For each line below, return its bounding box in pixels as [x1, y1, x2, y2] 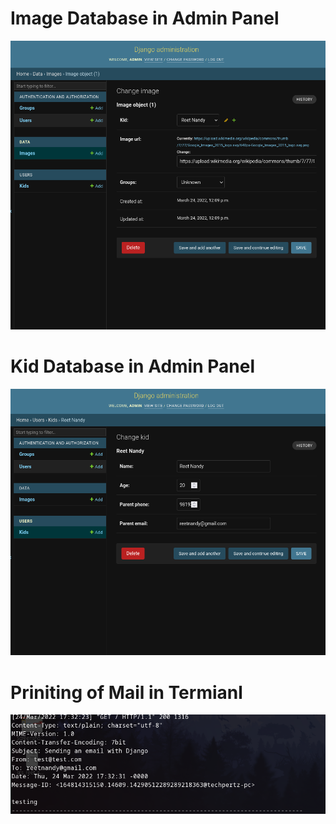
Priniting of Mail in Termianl [10, 681, 243, 704]
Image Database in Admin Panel [10, 7, 280, 30]
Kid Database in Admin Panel [10, 355, 256, 378]
